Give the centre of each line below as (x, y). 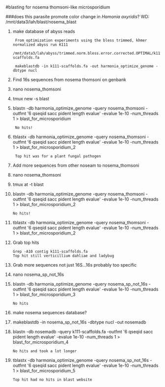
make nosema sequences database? (50, 313)
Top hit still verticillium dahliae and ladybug (63, 256)
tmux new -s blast (31, 99)
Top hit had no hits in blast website (52, 380)
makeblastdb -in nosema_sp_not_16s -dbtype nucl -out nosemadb (79, 322)
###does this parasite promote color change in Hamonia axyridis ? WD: (78, 16)
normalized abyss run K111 (40, 45)
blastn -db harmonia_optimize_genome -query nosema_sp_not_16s (80, 284)
